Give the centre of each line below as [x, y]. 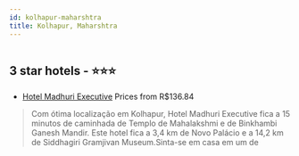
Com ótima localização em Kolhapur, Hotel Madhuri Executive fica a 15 [161, 114]
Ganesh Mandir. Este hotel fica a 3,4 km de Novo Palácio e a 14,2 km [157, 133]
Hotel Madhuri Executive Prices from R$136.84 [108, 97]
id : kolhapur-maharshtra [55, 17]
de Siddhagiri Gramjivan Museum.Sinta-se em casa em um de [145, 143]
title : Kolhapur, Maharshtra [63, 26]
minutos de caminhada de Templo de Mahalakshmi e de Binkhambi [154, 123]
